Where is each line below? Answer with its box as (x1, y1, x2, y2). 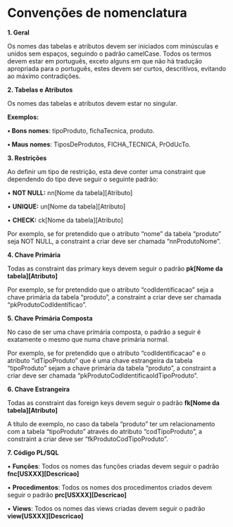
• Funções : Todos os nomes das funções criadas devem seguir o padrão (7, 461, 220, 470)
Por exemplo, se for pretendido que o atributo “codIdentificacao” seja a (7, 285, 214, 294)
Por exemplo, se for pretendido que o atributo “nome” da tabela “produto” (7, 229, 222, 237)
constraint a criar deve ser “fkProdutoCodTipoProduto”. (7, 435, 168, 443)
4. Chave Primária (7, 250, 61, 259)
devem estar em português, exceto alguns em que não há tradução (7, 56, 203, 65)
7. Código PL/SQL (7, 448, 59, 457)
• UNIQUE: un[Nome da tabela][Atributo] (7, 202, 126, 211)
